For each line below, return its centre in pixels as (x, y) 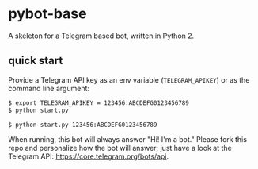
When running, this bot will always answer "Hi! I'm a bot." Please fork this (128, 140)
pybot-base (47, 14)
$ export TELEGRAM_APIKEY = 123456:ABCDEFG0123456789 (99, 103)
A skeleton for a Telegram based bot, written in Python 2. (101, 36)
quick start (36, 61)
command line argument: (49, 88)
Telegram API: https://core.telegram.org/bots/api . (89, 156)
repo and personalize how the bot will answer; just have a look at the (120, 148)
